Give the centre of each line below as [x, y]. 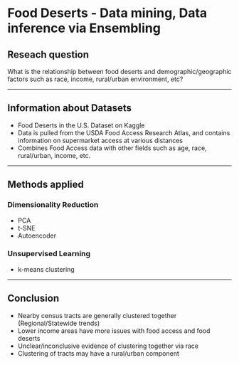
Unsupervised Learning [49, 254]
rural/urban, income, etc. [54, 155]
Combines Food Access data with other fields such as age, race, [112, 148]
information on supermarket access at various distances [100, 140]
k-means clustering [46, 269]
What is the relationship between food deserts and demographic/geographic [119, 72]
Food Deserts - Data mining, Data [107, 13]
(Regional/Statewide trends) [59, 323]
